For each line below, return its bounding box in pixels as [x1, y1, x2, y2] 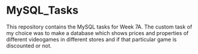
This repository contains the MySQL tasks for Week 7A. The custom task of [6, 23, 193, 30]
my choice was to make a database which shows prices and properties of [6, 29, 189, 36]
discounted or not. [6, 42, 52, 49]
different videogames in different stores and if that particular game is [6, 36, 177, 43]
